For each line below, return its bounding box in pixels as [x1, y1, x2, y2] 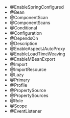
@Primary [9, 77, 30, 83]
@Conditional [9, 25, 38, 31]
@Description [9, 41, 38, 46]
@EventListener [9, 108, 42, 114]
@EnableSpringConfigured [9, 4, 64, 10]
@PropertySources [9, 93, 48, 98]
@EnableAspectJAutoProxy [9, 46, 65, 51]
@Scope [9, 103, 27, 109]
